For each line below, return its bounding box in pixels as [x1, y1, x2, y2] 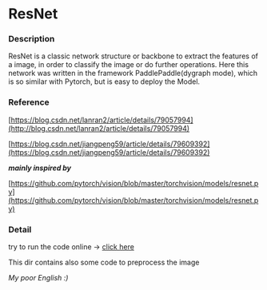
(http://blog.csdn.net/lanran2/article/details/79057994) [8, 123, 190, 133]
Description [8, 34, 55, 45]
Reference [8, 97, 50, 108]
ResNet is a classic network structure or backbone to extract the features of [8, 51, 258, 61]
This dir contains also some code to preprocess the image [8, 257, 200, 268]
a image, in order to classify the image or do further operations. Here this [8, 60, 249, 70]
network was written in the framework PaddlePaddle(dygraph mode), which [8, 69, 258, 78]
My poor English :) [8, 273, 69, 283]
